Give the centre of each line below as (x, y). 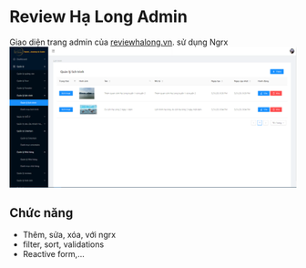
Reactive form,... (53, 254)
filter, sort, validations (63, 244)
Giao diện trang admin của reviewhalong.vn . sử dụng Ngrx (119, 42)
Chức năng (41, 213)
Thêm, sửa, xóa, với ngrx (69, 235)
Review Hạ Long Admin (99, 17)
